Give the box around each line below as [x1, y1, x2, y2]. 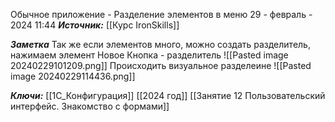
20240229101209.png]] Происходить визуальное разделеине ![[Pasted [10, 60, 312, 71]
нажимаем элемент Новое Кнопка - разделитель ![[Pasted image [10, 49, 289, 61]
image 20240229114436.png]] [10, 70, 136, 82]
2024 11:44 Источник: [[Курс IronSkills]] [10, 19, 180, 31]
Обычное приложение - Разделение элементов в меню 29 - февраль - [10, 9, 313, 20]
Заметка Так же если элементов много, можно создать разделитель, [10, 39, 311, 50]
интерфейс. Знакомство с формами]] [10, 100, 170, 112]
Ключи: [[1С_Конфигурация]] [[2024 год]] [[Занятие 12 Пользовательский [10, 90, 326, 101]
